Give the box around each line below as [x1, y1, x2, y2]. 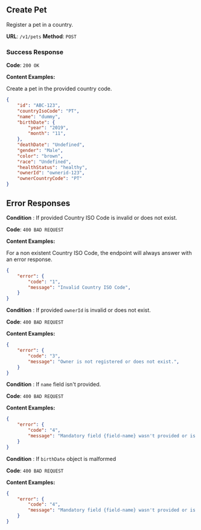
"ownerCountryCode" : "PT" [17, 176, 83, 182]
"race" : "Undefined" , [17, 159, 71, 165]
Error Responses [6, 198, 71, 208]
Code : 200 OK [6, 62, 40, 69]
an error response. [6, 256, 53, 263]
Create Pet [6, 5, 47, 15]
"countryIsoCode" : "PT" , [17, 108, 80, 114]
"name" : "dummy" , [17, 113, 61, 120]
